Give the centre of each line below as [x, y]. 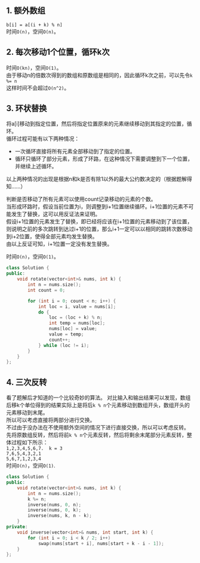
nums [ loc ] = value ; [73, 329]
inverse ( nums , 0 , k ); [55, 510]
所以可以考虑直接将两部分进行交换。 [51, 420]
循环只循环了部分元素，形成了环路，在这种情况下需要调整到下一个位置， [104, 159]
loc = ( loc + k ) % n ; [76, 318]
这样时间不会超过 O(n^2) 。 [38, 88]
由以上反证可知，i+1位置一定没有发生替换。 [59, 244]
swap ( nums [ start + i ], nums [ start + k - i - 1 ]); [101, 543]
